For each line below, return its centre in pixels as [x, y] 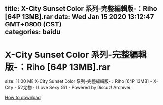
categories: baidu [33, 32]
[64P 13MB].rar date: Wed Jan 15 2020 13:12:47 [80, 17]
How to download [23, 98]
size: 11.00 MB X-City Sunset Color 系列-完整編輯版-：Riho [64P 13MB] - [79, 81]
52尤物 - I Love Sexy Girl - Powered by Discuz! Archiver [74, 88]
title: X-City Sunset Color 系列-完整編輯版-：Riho [81, 9]
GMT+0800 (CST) [33, 24]
